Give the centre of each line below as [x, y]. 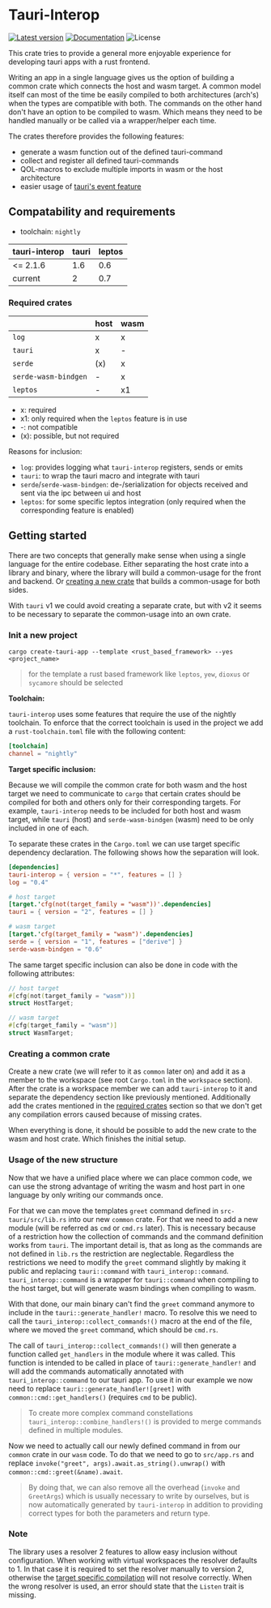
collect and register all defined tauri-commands [100, 161]
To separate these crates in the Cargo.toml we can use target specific [124, 843]
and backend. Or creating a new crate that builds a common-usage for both [134, 581]
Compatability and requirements [92, 212]
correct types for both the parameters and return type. [119, 1513]
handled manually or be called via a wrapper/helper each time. [112, 120]
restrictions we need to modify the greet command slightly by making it [127, 1262]
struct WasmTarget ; [41, 1033]
